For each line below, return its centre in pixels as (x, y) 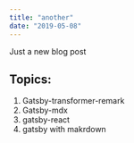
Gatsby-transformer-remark (73, 101)
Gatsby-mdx (45, 110)
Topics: (30, 79)
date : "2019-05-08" (46, 26)
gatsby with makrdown (64, 130)
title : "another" (42, 17)
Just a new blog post (48, 51)
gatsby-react (46, 120)
